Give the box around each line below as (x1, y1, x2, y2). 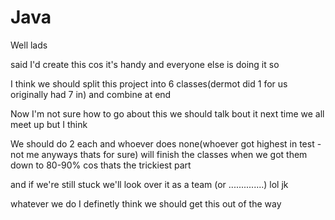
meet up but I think (10, 118, 88, 130)
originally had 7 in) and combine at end (10, 88, 172, 100)
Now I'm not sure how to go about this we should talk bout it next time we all (10, 107, 325, 120)
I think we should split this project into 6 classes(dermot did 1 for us (10, 77, 288, 90)
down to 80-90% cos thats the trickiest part (10, 159, 192, 171)
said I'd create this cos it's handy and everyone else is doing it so (10, 58, 280, 70)
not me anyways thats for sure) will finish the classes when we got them (10, 148, 308, 160)
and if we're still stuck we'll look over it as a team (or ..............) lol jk (10, 178, 289, 190)
